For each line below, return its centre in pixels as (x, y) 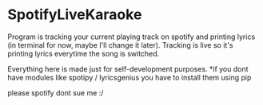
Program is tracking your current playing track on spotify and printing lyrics (131, 37)
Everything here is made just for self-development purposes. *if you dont (128, 68)
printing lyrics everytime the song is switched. (84, 53)
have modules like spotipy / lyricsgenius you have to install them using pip (130, 77)
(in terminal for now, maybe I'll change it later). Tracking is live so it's (120, 45)
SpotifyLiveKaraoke (75, 15)
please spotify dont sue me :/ (56, 92)
